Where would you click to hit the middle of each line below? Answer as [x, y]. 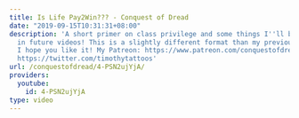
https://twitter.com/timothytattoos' [87, 59]
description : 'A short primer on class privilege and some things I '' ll [147, 34]
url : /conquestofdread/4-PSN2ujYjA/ [77, 67]
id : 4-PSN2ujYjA [56, 91]
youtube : [33, 83]
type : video [31, 100]
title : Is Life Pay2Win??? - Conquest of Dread [99, 17]
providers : [29, 75]
